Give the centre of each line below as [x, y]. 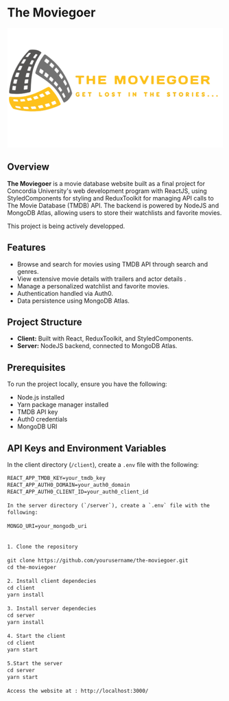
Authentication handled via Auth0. [65, 293]
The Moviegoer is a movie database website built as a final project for [106, 183]
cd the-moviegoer [32, 568]
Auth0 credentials [42, 420]
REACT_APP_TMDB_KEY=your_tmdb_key [57, 479]
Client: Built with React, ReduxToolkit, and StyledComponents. [105, 338]
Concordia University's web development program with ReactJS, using [107, 191]
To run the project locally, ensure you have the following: [87, 384]
